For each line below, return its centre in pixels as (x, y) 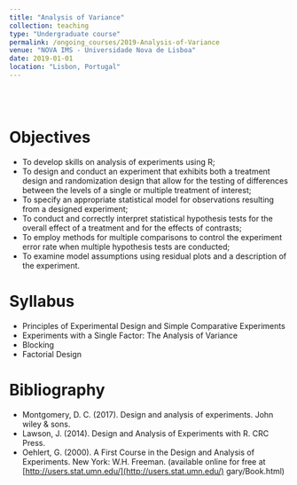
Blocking (38, 344)
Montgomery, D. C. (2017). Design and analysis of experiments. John (148, 414)
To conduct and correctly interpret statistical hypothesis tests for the (147, 218)
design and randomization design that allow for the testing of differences (155, 180)
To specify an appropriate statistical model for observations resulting (148, 199)
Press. (34, 442)
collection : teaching (49, 26)
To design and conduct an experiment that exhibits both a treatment (146, 171)
